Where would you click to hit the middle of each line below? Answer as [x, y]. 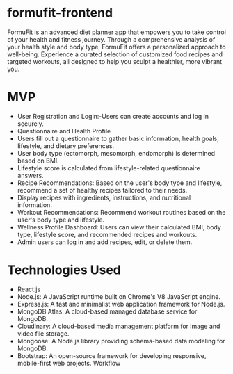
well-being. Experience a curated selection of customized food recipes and [115, 54]
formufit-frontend [60, 13]
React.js [29, 289]
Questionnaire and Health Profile [64, 131]
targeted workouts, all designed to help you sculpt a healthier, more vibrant [115, 61]
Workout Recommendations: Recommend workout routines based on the [121, 212]
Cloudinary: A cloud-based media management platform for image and [119, 326]
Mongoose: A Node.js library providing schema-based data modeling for [121, 341]
